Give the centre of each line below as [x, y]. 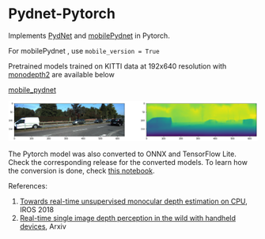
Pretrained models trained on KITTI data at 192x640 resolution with [117, 66]
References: [28, 186]
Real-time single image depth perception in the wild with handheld [127, 218]
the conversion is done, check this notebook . [81, 171]
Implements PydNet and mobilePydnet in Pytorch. [89, 35]
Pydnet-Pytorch [62, 14]
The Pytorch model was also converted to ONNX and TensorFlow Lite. [123, 154]
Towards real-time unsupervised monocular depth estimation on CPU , [133, 201]
